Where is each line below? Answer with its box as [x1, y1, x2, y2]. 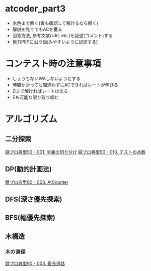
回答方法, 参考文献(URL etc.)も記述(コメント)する [12, 32, 113, 38]
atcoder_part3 [5, 3, 66, 14]
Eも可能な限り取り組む [12, 94, 59, 100]
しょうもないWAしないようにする [12, 75, 81, 81]
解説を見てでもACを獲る [12, 26, 63, 32]
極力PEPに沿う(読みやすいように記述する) [12, 38, 98, 45]
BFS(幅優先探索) [5, 214, 56, 222]
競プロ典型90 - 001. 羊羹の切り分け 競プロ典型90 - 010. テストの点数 [5, 149, 146, 155]
